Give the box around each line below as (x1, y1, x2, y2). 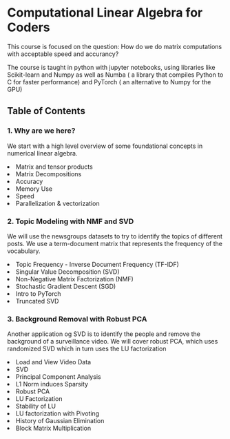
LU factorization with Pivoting (16, 409, 100, 418)
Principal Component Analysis (16, 373, 101, 381)
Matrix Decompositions (16, 169, 82, 178)
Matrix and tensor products (16, 162, 93, 171)
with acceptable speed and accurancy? (7, 50, 119, 58)
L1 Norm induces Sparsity (16, 380, 88, 389)
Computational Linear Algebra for (7, 5, 203, 21)
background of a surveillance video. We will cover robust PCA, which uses (7, 337, 218, 346)
